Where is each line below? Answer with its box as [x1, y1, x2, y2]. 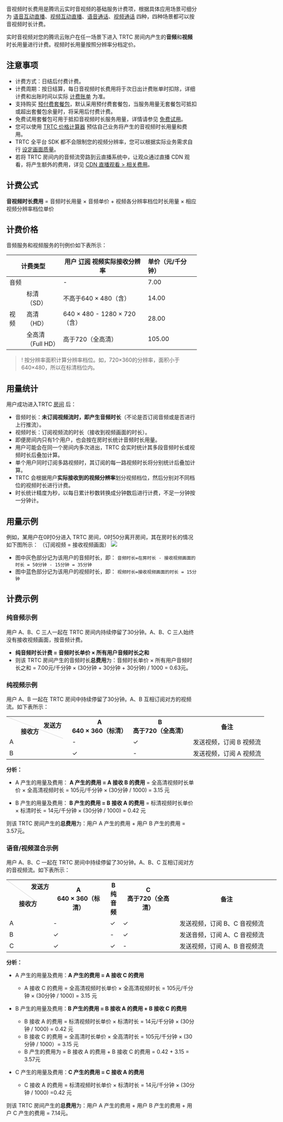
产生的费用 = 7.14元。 [18, 1109, 71, 1117]
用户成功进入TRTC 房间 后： [6, 400, 77, 408]
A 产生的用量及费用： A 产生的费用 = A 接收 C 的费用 [15, 972, 145, 979]
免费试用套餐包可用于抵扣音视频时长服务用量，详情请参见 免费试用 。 [15, 115, 186, 122]
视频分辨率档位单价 [6, 205, 54, 212]
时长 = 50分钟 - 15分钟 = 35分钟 [15, 562, 93, 568]
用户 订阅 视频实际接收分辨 [64, 257, 141, 266]
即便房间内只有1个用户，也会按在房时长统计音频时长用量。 [15, 436, 161, 443]
